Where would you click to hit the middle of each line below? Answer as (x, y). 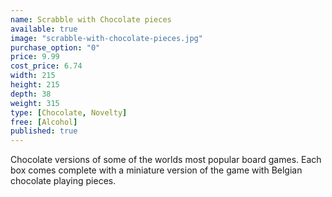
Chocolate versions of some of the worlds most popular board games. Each (166, 160)
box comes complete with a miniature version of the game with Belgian (156, 170)
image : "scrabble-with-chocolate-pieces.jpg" (106, 38)
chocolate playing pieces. (63, 181)
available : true (44, 29)
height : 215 (35, 85)
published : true (44, 131)
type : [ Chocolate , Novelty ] (69, 112)
